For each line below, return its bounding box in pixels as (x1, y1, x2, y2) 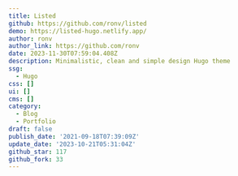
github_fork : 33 (8, 155, 63, 163)
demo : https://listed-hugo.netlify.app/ (8, 27, 148, 35)
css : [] (8, 79, 35, 88)
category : (8, 102, 42, 110)
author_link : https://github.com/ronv (8, 42, 140, 50)
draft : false (8, 125, 53, 133)
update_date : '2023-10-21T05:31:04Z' (8, 140, 136, 148)
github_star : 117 (8, 148, 67, 156)
